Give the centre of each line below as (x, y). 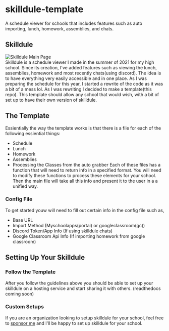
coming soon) (20, 294)
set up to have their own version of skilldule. (51, 100)
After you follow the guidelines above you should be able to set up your (79, 283)
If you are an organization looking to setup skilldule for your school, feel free (84, 318)
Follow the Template (31, 272)
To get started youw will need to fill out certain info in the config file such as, (85, 210)
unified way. (25, 186)
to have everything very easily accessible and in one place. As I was (76, 78)
